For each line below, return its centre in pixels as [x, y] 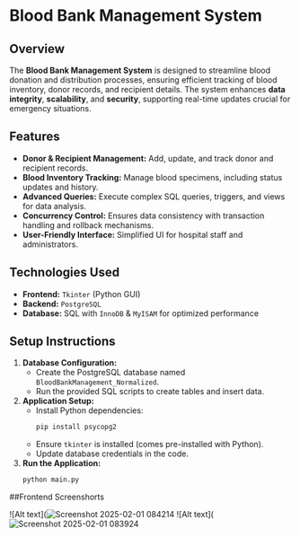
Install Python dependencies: [89, 410]
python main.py [51, 480]
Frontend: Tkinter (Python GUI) [81, 294]
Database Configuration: [70, 363]
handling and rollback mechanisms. [88, 224]
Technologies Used [64, 273]
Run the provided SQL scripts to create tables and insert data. [150, 392]
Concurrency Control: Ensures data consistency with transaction [143, 216]
